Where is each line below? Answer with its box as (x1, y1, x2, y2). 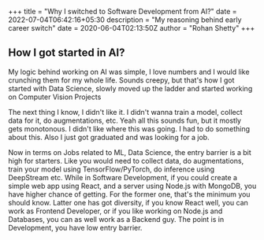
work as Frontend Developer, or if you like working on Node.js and (8, 206, 223, 216)
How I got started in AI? (8, 46, 125, 60)
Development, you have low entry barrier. (8, 223, 143, 232)
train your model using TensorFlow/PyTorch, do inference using (8, 164, 215, 174)
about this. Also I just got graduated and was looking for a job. (8, 132, 210, 142)
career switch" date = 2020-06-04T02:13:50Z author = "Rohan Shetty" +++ (8, 24, 255, 32)
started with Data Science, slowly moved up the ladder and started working (8, 83, 253, 93)
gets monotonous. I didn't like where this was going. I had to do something (8, 124, 251, 133)
